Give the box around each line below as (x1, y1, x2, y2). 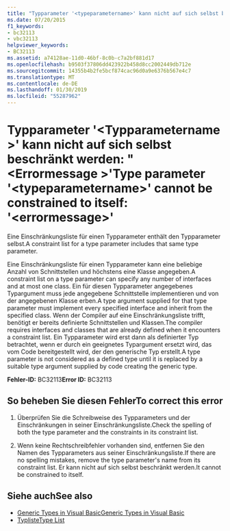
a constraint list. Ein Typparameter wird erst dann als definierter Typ (7, 333, 199, 341)
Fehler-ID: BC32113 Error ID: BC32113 (7, 375, 112, 384)
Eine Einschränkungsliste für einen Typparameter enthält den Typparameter (7, 232, 221, 240)
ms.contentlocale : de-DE (7, 80, 78, 87)
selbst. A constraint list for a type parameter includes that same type (7, 239, 199, 247)
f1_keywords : (7, 23, 44, 29)
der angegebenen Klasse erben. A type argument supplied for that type (7, 296, 207, 305)
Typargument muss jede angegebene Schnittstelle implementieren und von (7, 289, 219, 297)
